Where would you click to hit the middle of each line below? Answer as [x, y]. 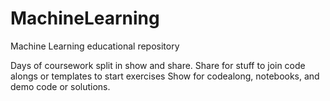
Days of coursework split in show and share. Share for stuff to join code [158, 65]
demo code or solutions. [60, 86]
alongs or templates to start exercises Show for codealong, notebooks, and [165, 76]
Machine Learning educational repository [95, 46]
